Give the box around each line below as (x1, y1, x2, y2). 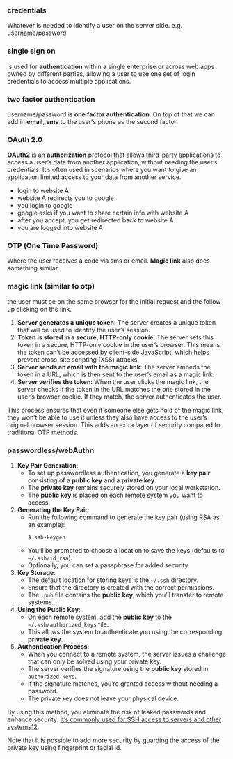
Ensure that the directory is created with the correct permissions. (27, 583, 214, 592)
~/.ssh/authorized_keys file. (27, 620, 109, 629)
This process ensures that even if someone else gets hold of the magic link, (7, 406, 224, 414)
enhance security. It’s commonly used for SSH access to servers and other (7, 715, 222, 723)
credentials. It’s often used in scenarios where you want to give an (7, 166, 197, 174)
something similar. (7, 264, 60, 273)
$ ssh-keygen (27, 534, 66, 542)
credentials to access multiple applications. (7, 77, 131, 85)
